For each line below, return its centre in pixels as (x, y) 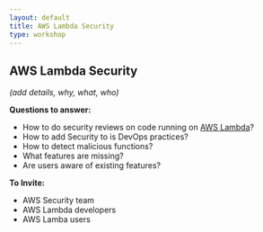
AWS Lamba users (57, 219)
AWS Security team (58, 201)
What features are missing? (73, 156)
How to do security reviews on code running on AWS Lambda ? (138, 128)
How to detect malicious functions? (88, 147)
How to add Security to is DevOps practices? (105, 137)
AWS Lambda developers (69, 210)
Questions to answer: (50, 110)
